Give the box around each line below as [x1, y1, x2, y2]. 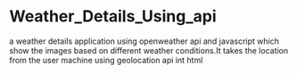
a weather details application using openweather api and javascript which [9, 36, 279, 46]
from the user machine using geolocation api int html [9, 54, 203, 65]
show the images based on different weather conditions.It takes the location [9, 45, 289, 55]
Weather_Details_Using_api [9, 6, 217, 27]
